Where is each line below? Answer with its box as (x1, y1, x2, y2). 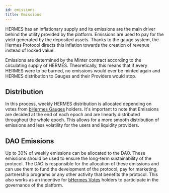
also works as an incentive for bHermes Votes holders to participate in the (5, 177, 159, 183)
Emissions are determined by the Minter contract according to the (5, 57, 142, 63)
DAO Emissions (5, 137, 54, 145)
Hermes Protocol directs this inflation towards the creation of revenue (5, 42, 150, 48)
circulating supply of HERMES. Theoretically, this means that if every (5, 62, 147, 68)
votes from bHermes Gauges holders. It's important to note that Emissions (5, 106, 159, 112)
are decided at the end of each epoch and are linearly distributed (5, 112, 140, 118)
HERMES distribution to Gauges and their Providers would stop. (5, 73, 137, 79)
